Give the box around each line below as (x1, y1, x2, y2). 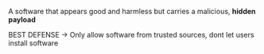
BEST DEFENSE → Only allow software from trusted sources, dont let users (8, 31, 254, 39)
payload (8, 15, 36, 24)
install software (8, 38, 59, 48)
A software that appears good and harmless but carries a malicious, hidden (8, 7, 256, 16)
